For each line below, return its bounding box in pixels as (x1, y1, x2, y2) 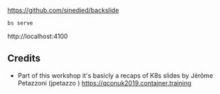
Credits (7, 52, 41, 64)
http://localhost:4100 (7, 32, 69, 40)
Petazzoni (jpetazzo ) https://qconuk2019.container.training (17, 78, 192, 87)
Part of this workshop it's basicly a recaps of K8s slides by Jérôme (17, 71, 214, 80)
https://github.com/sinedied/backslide (7, 6, 119, 14)
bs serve (7, 20, 33, 27)
